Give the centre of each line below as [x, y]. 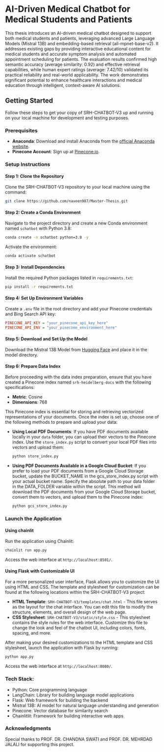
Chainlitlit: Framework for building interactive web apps [68, 716]
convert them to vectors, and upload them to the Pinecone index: [78, 497]
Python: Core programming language [49, 690]
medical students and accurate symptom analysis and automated [71, 54]
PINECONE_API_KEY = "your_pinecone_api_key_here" [57, 323]
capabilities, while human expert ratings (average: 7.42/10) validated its [77, 69]
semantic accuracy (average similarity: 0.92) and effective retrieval [73, 64]
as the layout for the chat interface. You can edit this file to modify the [82, 607]
